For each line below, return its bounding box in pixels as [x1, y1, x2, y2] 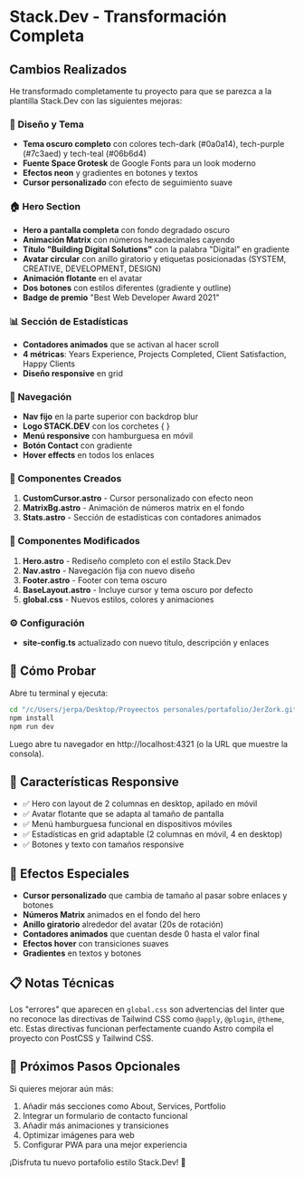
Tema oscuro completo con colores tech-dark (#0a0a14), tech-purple [22, 139, 285, 150]
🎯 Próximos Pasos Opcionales [9, 1059, 181, 1075]
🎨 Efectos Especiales [9, 866, 129, 881]
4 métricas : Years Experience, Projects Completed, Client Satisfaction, [22, 348, 287, 359]
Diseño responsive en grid [22, 367, 124, 378]
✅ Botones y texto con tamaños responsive [22, 839, 185, 850]
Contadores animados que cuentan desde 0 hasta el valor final [22, 929, 260, 939]
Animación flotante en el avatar [22, 272, 143, 283]
